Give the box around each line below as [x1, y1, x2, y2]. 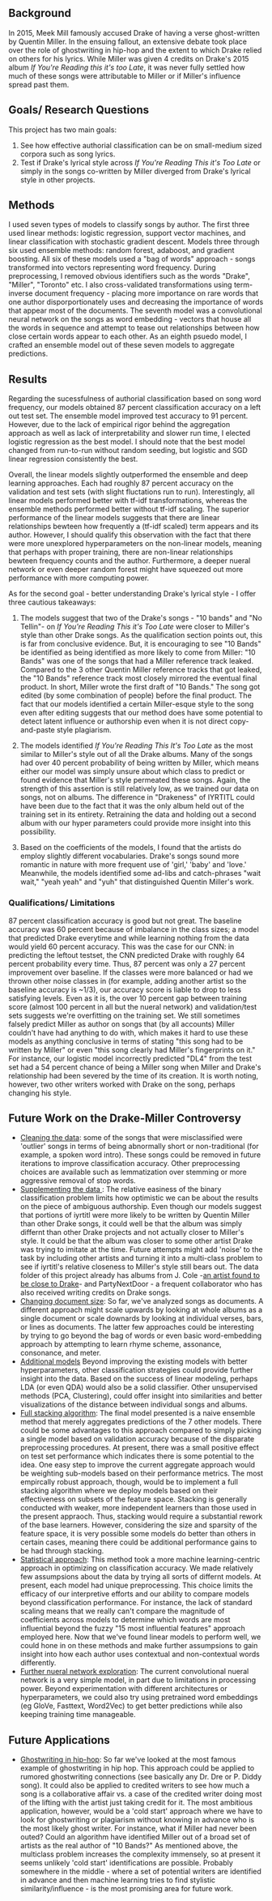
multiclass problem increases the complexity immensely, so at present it [19, 1849, 261, 1859]
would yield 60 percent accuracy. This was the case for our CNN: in [8, 942, 235, 951]
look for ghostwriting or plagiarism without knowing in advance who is [19, 1815, 255, 1825]
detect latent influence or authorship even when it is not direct [19, 716, 228, 726]
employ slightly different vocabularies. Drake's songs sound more [19, 851, 240, 861]
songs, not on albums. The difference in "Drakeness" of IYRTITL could [19, 792, 255, 802]
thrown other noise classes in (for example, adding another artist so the [8, 976, 247, 985]
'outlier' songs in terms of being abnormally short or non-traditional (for [19, 1142, 259, 1151]
